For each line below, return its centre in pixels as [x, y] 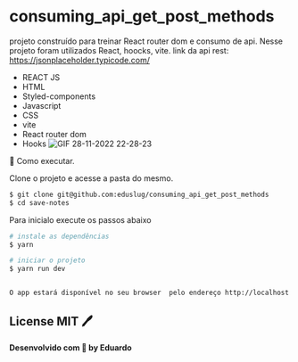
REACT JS [41, 77]
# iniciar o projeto [48, 260]
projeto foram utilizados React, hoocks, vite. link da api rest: [119, 50]
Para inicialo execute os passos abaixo [80, 219]
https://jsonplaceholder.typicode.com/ [79, 60]
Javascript [41, 105]
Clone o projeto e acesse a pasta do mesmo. [91, 178]
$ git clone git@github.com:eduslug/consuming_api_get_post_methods [139, 194]
